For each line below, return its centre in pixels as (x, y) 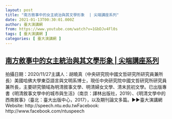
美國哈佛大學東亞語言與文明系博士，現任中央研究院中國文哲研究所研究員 (90, 81)
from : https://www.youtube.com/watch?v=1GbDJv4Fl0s (61, 29)
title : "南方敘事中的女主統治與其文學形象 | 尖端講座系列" (62, 15)
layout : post (19, 10)
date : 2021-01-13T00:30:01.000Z (40, 19)
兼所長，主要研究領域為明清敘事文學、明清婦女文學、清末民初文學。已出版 (84, 87)
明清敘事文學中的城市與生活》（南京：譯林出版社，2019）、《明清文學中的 (90, 93)
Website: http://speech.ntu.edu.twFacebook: (52, 105)
